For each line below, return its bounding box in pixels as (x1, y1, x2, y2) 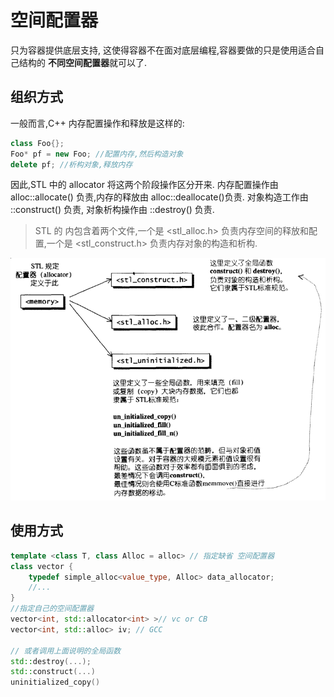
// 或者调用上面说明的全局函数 (10, 646, 122, 656)
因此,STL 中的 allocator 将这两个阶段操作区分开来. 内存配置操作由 (10, 179, 279, 191)
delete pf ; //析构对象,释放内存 (10, 159, 133, 170)
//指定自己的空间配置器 (10, 604, 95, 614)
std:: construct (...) (10, 667, 97, 677)
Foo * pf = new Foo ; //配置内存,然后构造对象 (10, 149, 184, 159)
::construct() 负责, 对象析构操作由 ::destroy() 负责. (10, 204, 215, 216)
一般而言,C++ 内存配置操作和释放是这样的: (10, 117, 185, 129)
